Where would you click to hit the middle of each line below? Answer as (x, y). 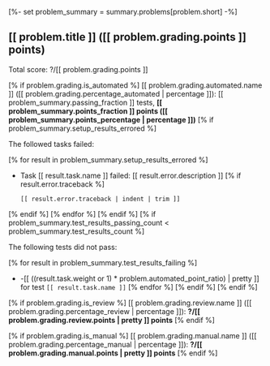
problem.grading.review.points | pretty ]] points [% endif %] (111, 320)
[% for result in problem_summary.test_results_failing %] (103, 262)
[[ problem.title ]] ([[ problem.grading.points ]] (128, 37)
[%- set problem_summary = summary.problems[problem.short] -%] (123, 12)
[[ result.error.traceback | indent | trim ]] (100, 199)
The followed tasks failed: (51, 144)
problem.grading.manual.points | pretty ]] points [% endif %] (113, 353)
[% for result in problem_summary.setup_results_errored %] (108, 159)
